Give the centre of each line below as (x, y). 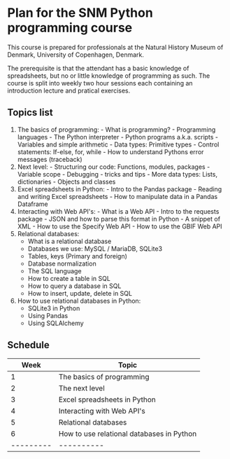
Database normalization (62, 263)
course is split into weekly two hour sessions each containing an (100, 83)
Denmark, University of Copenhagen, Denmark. (76, 55)
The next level (81, 388)
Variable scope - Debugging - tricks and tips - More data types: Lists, (117, 174)
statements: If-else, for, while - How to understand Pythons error (110, 151)
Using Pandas (48, 315)
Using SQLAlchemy (56, 323)
